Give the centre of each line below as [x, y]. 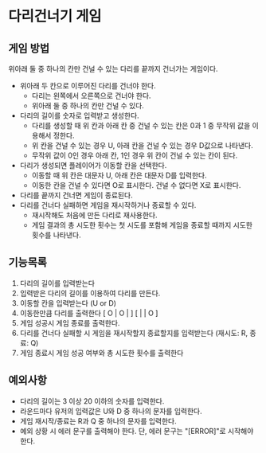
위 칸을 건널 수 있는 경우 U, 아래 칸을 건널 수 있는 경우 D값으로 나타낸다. [142, 145]
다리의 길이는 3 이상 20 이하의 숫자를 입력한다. [92, 401]
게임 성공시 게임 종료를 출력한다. [70, 322]
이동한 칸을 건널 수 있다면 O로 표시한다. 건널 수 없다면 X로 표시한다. [136, 185]
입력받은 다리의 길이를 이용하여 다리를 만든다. [90, 293]
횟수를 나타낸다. [56, 235]
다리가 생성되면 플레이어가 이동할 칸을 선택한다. [93, 165]
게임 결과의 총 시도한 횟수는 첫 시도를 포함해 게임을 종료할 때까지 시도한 [142, 225]
